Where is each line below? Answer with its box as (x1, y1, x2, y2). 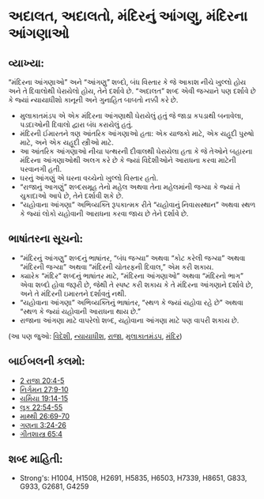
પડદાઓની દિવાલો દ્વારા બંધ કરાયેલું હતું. (19, 120, 133, 129)
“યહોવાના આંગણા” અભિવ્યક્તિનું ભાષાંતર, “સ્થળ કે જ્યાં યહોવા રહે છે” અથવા (19, 297, 243, 307)
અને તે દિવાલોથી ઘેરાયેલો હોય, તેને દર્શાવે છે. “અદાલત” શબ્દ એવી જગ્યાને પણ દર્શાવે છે (8, 86, 256, 96)
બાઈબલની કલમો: (8, 355, 85, 369)
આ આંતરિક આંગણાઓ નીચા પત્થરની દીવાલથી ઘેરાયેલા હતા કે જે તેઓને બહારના (19, 146, 253, 156)
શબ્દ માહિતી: (8, 452, 63, 466)
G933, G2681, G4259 (19, 482, 89, 491)
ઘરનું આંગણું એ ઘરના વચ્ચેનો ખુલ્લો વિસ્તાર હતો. (19, 173, 159, 183)
